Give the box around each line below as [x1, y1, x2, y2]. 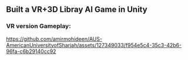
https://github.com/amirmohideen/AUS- [6, 35, 103, 43]
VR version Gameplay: [6, 22, 72, 30]
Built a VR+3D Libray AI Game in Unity [6, 5, 148, 15]
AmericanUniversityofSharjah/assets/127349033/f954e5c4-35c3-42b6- [6, 41, 182, 48]
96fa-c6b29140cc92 [6, 48, 56, 55]
